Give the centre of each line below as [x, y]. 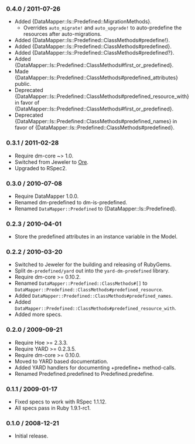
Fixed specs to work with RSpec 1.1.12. [60, 402]
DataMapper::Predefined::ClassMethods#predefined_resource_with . [95, 308]
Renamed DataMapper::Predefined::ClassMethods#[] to [81, 283]
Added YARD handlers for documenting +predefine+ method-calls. [95, 367]
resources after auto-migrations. [62, 34]
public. [23, 84]
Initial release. [31, 436]
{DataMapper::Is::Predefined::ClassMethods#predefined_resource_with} [102, 96]
